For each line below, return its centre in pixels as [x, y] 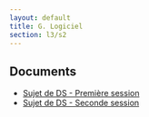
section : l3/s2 [38, 34]
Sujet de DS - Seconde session [81, 103]
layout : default [40, 18]
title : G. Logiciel [46, 26]
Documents [43, 71]
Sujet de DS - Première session [81, 93]
